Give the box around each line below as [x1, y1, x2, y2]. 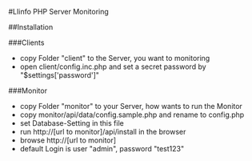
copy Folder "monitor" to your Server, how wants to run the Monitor [19, 102, 242, 111]
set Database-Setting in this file [19, 119, 124, 127]
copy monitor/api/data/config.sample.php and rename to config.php [19, 110, 245, 119]
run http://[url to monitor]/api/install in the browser [19, 127, 186, 136]
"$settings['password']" [19, 70, 100, 79]
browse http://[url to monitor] [19, 135, 117, 145]
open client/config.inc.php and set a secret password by [19, 62, 206, 71]
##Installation [8, 22, 54, 31]
